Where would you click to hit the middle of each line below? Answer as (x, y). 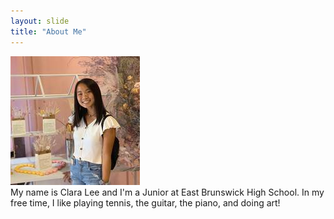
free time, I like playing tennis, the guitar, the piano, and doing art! (145, 202)
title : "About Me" (48, 31)
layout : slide (40, 21)
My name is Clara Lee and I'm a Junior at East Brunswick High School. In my (167, 192)
